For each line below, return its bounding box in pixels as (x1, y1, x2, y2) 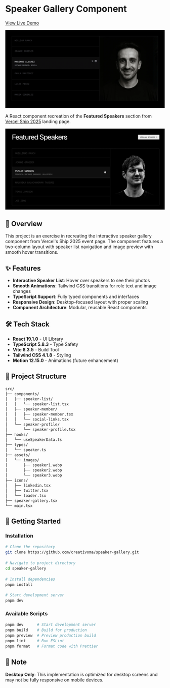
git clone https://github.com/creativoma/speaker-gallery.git (5, 550, 139, 555)
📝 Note (5, 658, 27, 667)
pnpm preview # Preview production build (5, 633, 96, 638)
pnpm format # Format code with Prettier (5, 644, 99, 649)
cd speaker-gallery (5, 565, 47, 571)
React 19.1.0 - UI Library (12, 336, 63, 342)
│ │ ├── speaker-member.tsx (5, 411, 73, 417)
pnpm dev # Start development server (5, 622, 96, 627)
